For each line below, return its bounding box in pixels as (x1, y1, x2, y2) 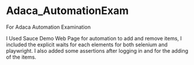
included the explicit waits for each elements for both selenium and (6, 41, 168, 48)
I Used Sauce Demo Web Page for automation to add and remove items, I (6, 35, 182, 42)
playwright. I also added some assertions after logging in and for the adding (6, 47, 189, 54)
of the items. (6, 53, 37, 60)
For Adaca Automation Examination (6, 23, 91, 30)
